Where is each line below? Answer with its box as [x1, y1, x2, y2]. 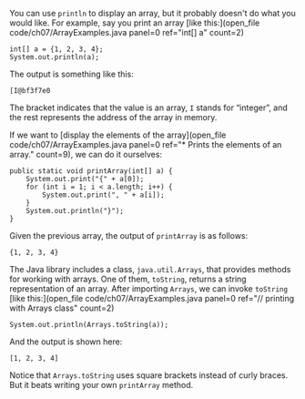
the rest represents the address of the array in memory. [9, 112, 218, 122]
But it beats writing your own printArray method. [9, 380, 194, 390]
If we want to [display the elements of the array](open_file [9, 129, 227, 140]
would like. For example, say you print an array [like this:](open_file [9, 17, 260, 28]
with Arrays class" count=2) [9, 302, 115, 313]
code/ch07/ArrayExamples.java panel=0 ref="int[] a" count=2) [9, 27, 244, 37]
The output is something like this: [9, 68, 134, 79]
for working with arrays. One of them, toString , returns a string [9, 273, 248, 284]
